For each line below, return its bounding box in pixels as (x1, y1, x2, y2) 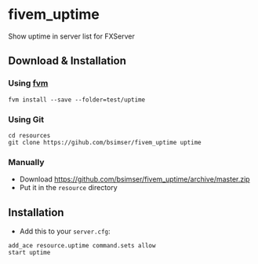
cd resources (8, 131, 51, 139)
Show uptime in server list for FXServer (8, 31, 135, 41)
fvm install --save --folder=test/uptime (8, 96, 146, 104)
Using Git (8, 114, 45, 125)
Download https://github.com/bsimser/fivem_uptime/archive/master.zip (19, 174, 250, 184)
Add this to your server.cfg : (19, 226, 111, 236)
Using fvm (8, 78, 49, 89)
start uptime (8, 249, 51, 257)
